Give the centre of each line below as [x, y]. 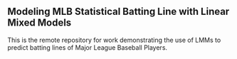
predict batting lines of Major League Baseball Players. [88, 47]
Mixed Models [39, 23]
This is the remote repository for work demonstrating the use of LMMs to [114, 40]
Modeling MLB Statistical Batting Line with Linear [118, 12]
